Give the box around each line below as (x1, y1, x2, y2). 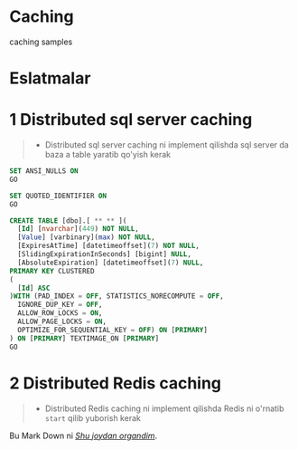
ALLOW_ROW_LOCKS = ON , (17, 309, 103, 318)
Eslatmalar (9, 68, 91, 89)
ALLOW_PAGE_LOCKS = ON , (17, 317, 107, 327)
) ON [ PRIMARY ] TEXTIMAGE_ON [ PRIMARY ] (9, 333, 160, 343)
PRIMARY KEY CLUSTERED (9, 266, 95, 275)
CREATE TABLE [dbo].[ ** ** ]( (9, 215, 127, 225)
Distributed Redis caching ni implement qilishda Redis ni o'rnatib (44, 403, 284, 414)
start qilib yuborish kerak (44, 412, 142, 423)
